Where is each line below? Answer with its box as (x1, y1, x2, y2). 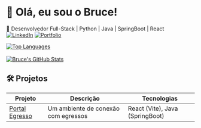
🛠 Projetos (6, 74, 48, 84)
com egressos (47, 111, 88, 120)
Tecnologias (142, 94, 178, 102)
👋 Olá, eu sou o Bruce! (6, 5, 118, 19)
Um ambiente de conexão (47, 104, 120, 113)
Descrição (69, 94, 100, 102)
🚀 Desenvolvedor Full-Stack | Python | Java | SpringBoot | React (6, 25, 165, 32)
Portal (9, 104, 26, 113)
